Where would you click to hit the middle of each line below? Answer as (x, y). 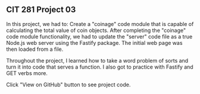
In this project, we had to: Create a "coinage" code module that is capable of (100, 24)
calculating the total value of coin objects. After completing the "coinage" (96, 30)
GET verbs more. (27, 73)
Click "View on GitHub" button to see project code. (68, 85)
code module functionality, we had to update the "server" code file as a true (99, 36)
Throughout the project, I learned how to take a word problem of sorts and (97, 60)
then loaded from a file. (35, 49)
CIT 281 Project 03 (41, 10)
